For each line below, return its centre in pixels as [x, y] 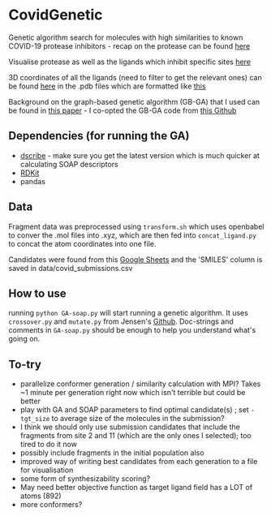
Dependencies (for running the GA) [99, 136]
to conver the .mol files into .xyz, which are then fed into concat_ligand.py [133, 235]
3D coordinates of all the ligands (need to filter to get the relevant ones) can [135, 77]
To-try [25, 364]
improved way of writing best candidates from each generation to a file [139, 462]
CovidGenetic [56, 15]
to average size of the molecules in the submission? [138, 419]
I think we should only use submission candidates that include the [130, 427]
